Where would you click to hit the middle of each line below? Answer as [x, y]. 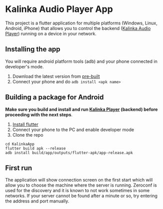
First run [19, 168]
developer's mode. [24, 66]
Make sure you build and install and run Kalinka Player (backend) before [81, 109]
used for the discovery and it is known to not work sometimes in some [77, 191]
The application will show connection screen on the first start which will [79, 180]
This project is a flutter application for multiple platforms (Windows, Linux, [81, 23]
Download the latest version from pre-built [56, 76]
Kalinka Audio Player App [59, 9]
